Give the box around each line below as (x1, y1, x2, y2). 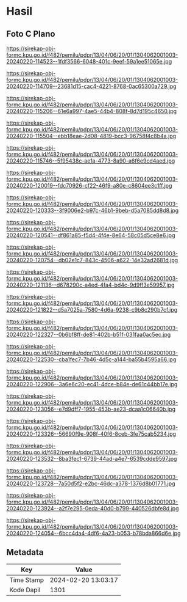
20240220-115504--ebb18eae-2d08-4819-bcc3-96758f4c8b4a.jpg (6, 133, 177, 139)
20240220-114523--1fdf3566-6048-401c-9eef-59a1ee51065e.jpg (6, 58, 172, 65)
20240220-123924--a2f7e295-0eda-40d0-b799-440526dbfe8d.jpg (6, 505, 179, 512)
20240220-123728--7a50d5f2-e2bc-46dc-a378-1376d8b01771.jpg (6, 480, 175, 487)
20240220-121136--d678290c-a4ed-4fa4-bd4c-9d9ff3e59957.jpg (6, 281, 175, 288)
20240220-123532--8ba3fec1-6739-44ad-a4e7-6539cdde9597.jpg (6, 455, 177, 462)
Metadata (6, 547, 44, 557)
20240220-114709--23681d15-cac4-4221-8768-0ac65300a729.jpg (6, 83, 177, 90)
